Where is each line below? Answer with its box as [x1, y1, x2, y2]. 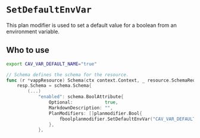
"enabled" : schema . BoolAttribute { [37, 94, 124, 100]
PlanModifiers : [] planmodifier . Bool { [48, 110, 143, 117]
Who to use [6, 45, 49, 55]
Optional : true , [48, 99, 118, 105]
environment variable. [6, 28, 60, 35]
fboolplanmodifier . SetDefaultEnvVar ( [59, 116, 153, 122]
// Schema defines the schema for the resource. [6, 71, 129, 78]
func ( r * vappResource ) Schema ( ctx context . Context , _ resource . [6, 77, 171, 83]
